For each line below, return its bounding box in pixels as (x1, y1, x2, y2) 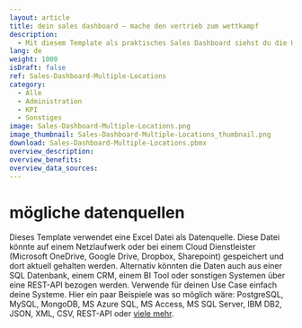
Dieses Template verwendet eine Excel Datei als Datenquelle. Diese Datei (9, 232, 280, 243)
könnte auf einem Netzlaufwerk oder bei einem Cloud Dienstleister (9, 242, 256, 253)
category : (9, 80, 47, 89)
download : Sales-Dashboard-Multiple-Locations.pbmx (9, 138, 207, 147)
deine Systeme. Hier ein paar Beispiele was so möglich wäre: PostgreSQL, (9, 289, 284, 300)
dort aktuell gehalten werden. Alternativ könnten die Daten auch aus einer (9, 261, 283, 271)
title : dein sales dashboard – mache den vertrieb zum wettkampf (9, 22, 259, 31)
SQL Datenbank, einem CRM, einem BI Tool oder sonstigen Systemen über (9, 270, 286, 281)
